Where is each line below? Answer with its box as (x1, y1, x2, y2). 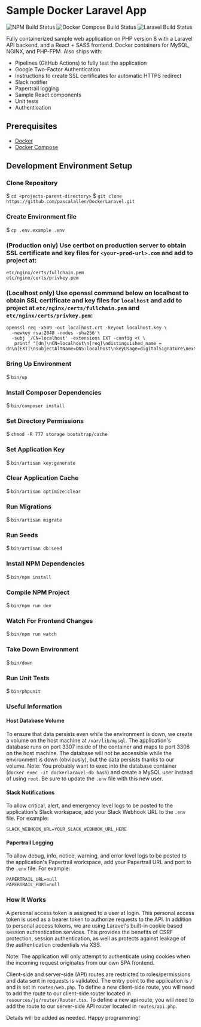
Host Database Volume (6, 717, 65, 725)
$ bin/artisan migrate (6, 516, 62, 523)
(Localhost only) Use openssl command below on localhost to (6, 289, 189, 297)
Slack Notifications (6, 789, 55, 796)
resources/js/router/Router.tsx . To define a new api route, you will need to (6, 996, 194, 1003)
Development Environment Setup (6, 161, 133, 171)
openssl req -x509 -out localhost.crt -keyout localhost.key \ (6, 325, 167, 331)
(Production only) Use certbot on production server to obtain (6, 241, 187, 249)
